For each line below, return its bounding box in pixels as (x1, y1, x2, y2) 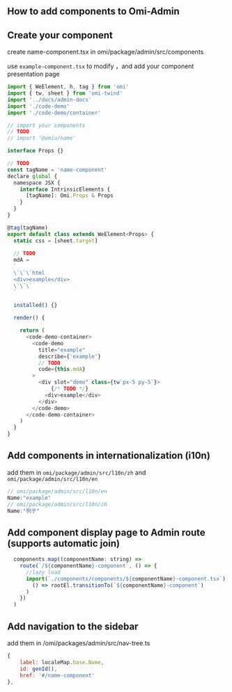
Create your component (7, 29, 114, 41)
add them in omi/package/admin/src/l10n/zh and (7, 468, 146, 476)
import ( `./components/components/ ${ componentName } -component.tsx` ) (25, 575, 226, 582)
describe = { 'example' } (38, 353, 101, 360)
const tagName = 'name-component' (7, 166, 108, 173)
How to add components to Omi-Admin (7, 6, 180, 17)
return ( (20, 327, 45, 334)
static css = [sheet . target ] (13, 237, 98, 244)
